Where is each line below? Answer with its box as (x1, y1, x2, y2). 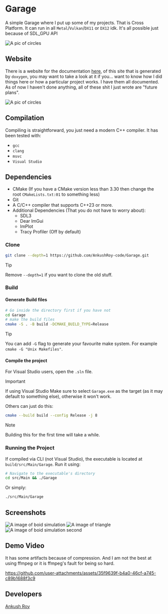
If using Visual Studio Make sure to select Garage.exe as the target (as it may (5, 388, 163, 394)
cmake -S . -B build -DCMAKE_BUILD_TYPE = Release (5, 322, 109, 327)
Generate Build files (5, 297, 48, 303)
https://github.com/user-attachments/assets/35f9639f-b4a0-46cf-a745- (5, 570, 156, 576)
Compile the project (5, 358, 48, 364)
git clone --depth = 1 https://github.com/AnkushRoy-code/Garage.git (5, 252, 149, 258)
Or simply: (5, 485, 27, 491)
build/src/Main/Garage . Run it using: (5, 461, 81, 467)
